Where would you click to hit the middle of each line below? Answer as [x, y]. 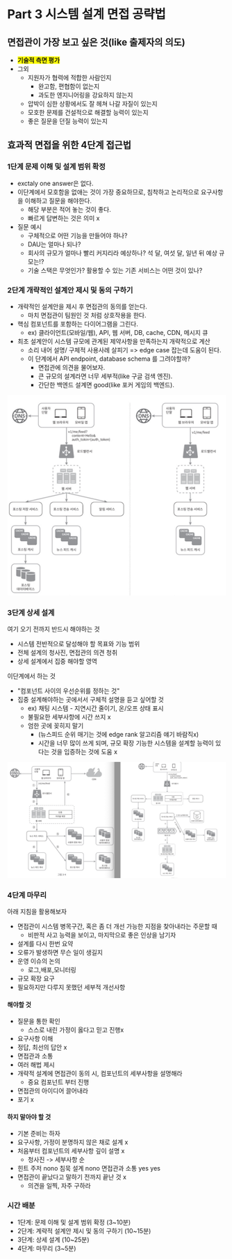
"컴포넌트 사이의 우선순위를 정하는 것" [68, 691]
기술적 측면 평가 [39, 60]
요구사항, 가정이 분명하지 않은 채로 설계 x [73, 1142]
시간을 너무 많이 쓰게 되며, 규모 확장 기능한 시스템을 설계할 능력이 [126, 743]
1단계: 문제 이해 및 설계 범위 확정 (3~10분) [74, 1222]
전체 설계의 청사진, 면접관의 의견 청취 [67, 652]
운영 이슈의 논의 [39, 961]
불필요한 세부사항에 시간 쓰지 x [69, 717]
